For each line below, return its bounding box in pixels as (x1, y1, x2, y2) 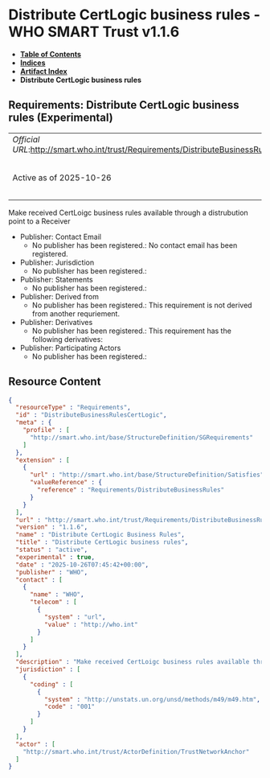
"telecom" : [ (29, 598, 78, 607)
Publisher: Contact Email (19, 232, 102, 241)
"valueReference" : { (29, 479, 103, 487)
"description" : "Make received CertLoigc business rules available (15, 658, 250, 666)
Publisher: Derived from (19, 291, 99, 301)
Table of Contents (19, 49, 82, 59)
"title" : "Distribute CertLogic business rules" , (15, 538, 189, 546)
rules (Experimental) (8, 111, 114, 125)
